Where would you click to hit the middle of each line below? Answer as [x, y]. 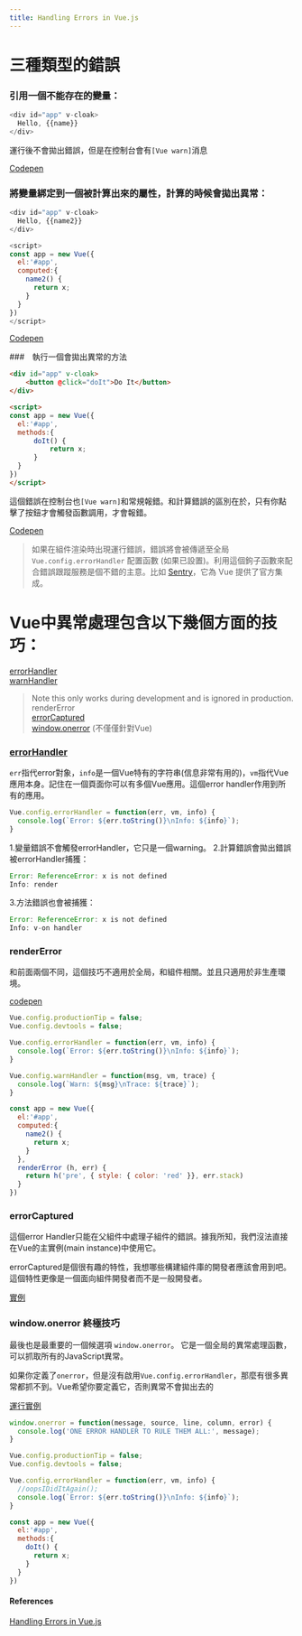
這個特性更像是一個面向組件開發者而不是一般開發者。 [108, 1278]
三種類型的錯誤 [65, 65]
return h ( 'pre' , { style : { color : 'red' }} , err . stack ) [135, 1176]
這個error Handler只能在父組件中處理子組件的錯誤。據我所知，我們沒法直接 [149, 1237]
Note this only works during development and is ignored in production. [162, 698]
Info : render [34, 884]
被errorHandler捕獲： [49, 859]
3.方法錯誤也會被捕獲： [53, 903]
